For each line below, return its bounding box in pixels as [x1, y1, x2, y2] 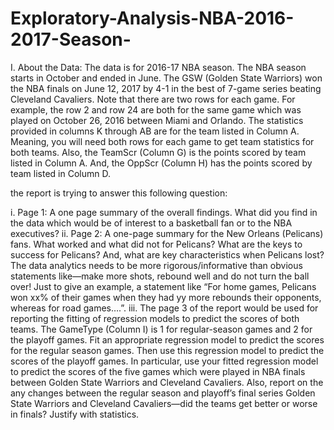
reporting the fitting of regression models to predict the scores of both [10, 312, 300, 324]
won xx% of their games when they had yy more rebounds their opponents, [10, 291, 322, 303]
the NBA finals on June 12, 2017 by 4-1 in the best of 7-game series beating [10, 82, 322, 94]
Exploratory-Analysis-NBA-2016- [10, 7, 295, 30]
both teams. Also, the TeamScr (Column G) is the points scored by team [10, 146, 307, 158]
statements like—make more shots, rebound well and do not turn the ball [10, 270, 310, 282]
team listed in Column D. [10, 167, 111, 179]
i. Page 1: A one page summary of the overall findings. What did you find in [10, 206, 318, 218]
